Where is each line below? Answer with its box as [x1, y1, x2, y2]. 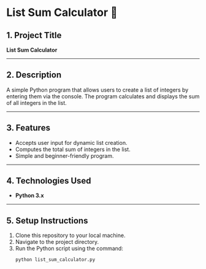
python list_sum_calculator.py [15, 257, 96, 263]
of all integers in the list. [6, 99, 67, 106]
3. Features [6, 123, 51, 133]
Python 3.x [15, 192, 44, 199]
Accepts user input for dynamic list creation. [15, 139, 128, 146]
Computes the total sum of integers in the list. [15, 146, 131, 153]
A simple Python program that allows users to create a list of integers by [6, 86, 189, 93]
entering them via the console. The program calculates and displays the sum [6, 92, 200, 100]
